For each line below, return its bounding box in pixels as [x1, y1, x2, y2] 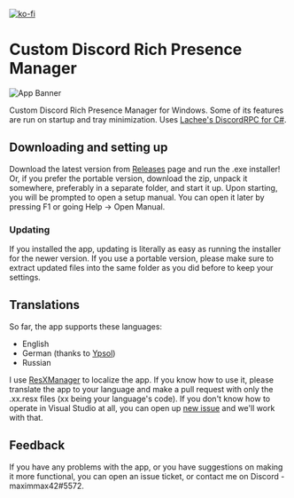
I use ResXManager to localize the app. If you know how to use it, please [9, 374, 275, 385]
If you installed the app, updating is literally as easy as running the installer [9, 244, 282, 255]
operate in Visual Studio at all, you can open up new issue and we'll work [9, 402, 275, 413]
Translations [9, 297, 81, 312]
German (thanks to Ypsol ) [21, 347, 116, 359]
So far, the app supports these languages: [9, 320, 162, 332]
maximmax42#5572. [9, 480, 84, 491]
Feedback [9, 438, 66, 453]
